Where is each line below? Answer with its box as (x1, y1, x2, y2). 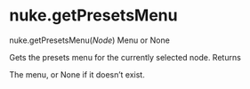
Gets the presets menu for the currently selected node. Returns (9, 52, 242, 62)
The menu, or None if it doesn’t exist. (9, 69, 145, 80)
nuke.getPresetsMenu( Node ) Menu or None (9, 35, 171, 45)
